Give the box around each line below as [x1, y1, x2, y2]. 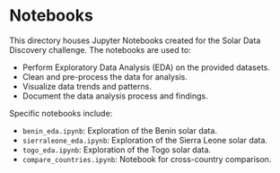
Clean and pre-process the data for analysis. [22, 71, 188, 82]
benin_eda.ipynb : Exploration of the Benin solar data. [22, 125, 218, 135]
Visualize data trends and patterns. [22, 81, 153, 91]
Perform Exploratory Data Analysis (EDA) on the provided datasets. [22, 62, 271, 73]
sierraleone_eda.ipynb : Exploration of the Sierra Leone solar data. [22, 134, 267, 145]
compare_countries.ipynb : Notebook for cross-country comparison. [22, 153, 272, 164]
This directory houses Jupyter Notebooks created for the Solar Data [9, 35, 261, 46]
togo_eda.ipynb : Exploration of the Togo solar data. [22, 144, 212, 155]
